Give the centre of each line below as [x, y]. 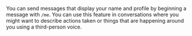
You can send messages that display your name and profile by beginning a [96, 8]
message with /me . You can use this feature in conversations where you [92, 15]
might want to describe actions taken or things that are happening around [95, 21]
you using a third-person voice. [44, 27]
